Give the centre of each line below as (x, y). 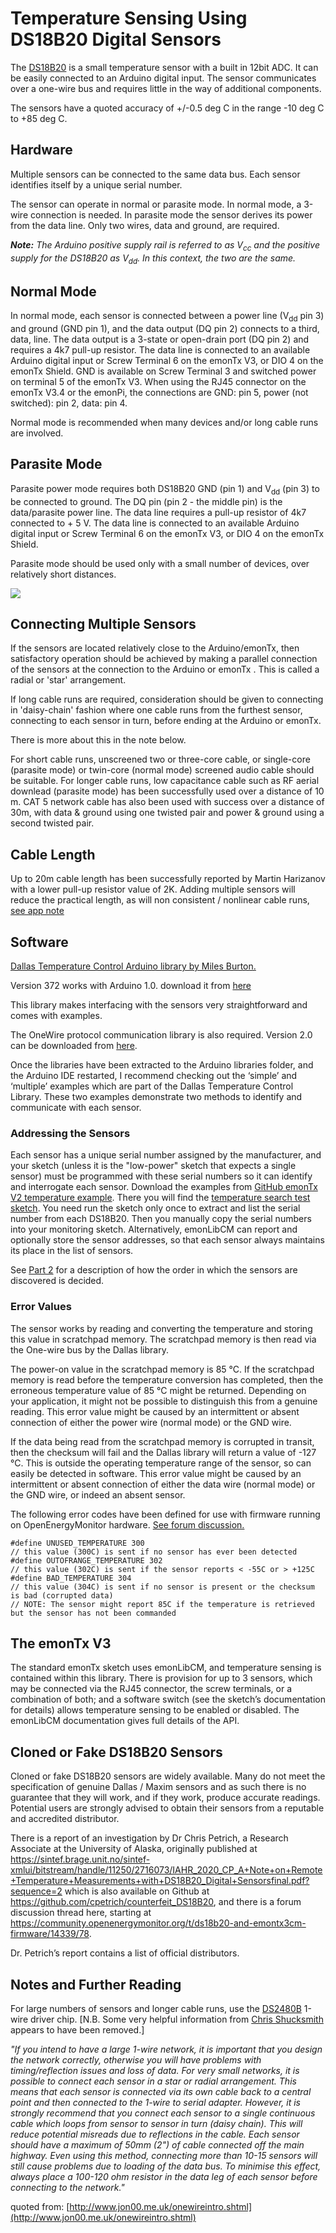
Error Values (41, 1307)
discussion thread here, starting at (81, 1913)
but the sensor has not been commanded (93, 1613)
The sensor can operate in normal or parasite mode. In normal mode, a (156, 204)
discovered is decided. (57, 1281)
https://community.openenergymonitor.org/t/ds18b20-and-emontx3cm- (158, 1923)
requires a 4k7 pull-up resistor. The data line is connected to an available (160, 349)
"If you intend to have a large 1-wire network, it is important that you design (166, 2049)
